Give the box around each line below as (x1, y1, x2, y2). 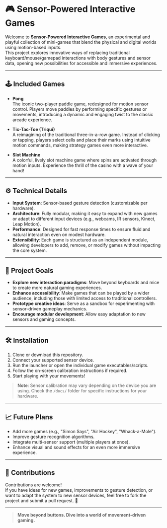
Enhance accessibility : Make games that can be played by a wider (12, 290, 150, 296)
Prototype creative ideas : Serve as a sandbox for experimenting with (12, 301, 155, 306)
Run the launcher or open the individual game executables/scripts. (12, 363, 149, 369)
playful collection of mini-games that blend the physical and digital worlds (5, 39, 157, 45)
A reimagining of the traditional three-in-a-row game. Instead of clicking (12, 132, 160, 138)
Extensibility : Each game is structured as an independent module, (12, 236, 148, 243)
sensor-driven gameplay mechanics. (12, 306, 87, 312)
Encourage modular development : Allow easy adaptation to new (12, 311, 146, 317)
